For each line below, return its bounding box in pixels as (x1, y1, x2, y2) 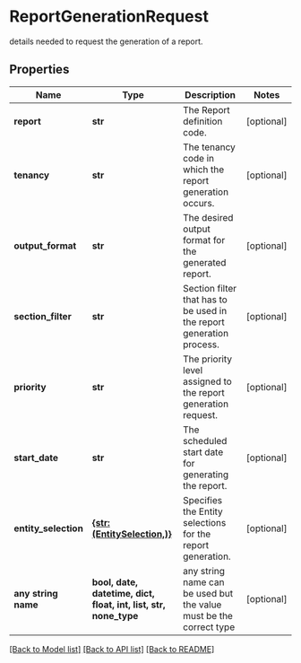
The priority (183, 353, 233, 365)
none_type (91, 609, 139, 622)
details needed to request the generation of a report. (9, 36, 203, 47)
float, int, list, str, (91, 598, 166, 611)
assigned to (183, 375, 233, 388)
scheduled (183, 434, 228, 447)
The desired (183, 211, 234, 223)
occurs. (183, 196, 215, 209)
